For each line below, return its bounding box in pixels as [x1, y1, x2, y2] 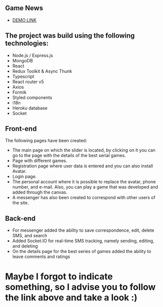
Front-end [5, 125, 37, 133]
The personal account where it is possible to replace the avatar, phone [12, 179, 156, 185]
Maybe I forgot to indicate [5, 271, 113, 282]
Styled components [12, 94, 52, 101]
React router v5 [12, 79, 44, 85]
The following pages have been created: [5, 138, 87, 144]
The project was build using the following [5, 32, 135, 40]
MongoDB [12, 57, 33, 63]
